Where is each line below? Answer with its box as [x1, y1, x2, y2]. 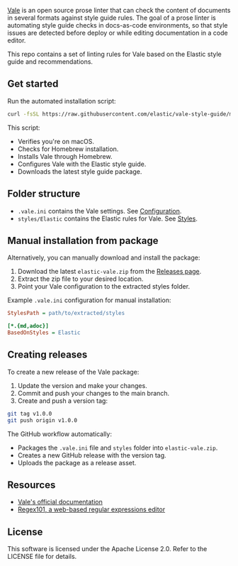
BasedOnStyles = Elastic [7, 329, 81, 336]
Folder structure [7, 188, 81, 200]
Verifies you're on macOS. [17, 137, 94, 145]
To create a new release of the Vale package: [7, 367, 140, 376]
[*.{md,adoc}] [7, 323, 50, 330]
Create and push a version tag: [17, 396, 108, 405]
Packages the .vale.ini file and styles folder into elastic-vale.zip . [17, 443, 218, 452]
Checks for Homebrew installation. [17, 145, 119, 153]
